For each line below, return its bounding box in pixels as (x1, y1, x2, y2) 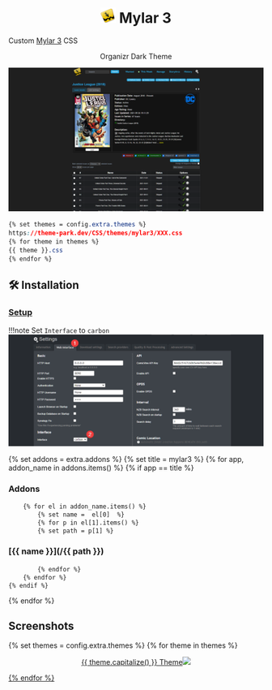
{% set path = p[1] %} (37, 527, 114, 535)
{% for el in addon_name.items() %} (23, 502, 147, 511)
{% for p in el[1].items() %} (37, 519, 139, 527)
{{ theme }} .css (8, 247, 63, 255)
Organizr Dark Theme (100, 51, 172, 61)
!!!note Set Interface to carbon (8, 325, 110, 335)
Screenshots (8, 619, 74, 632)
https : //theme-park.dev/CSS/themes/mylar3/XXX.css (8, 229, 183, 238)
